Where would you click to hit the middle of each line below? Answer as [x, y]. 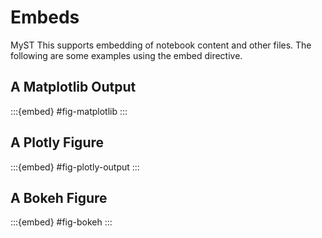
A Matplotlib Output [73, 87]
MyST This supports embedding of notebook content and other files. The [161, 45]
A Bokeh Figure [59, 197]
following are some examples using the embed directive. [126, 55]
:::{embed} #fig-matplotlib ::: [69, 111]
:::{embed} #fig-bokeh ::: [61, 222]
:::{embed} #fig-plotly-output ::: [75, 167]
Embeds [45, 17]
